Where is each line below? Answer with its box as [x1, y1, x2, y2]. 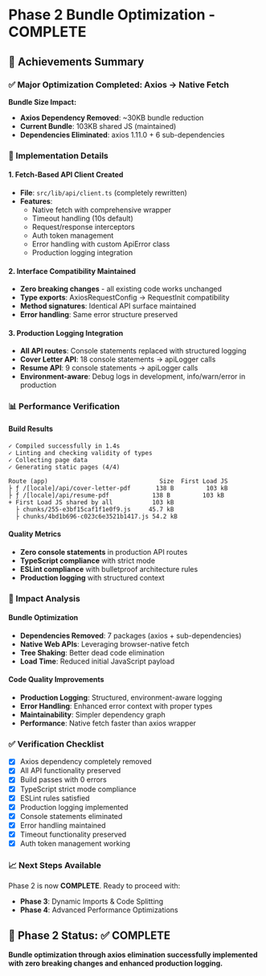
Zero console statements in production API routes [19, 547, 188, 556]
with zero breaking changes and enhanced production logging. [8, 958, 223, 968]
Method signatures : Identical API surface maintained [19, 301, 197, 311]
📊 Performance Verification [8, 401, 121, 412]
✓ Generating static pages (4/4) [8, 463, 121, 471]
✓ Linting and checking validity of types [8, 449, 153, 457]
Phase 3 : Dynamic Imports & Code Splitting [19, 896, 164, 907]
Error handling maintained [19, 820, 106, 830]
